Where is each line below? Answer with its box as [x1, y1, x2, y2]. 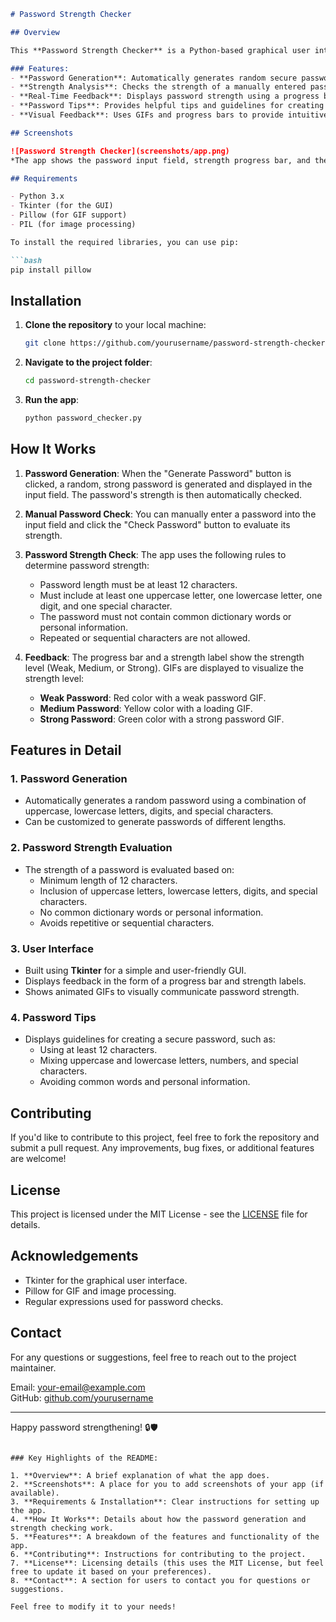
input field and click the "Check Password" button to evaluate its [24, 518, 291, 530]
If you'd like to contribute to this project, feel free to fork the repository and [10, 1131, 320, 1144]
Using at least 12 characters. [39, 1044, 158, 1056]
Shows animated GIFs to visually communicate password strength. [24, 986, 300, 998]
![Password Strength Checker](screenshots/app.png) [10, 146, 230, 156]
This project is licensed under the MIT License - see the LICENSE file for [10, 1208, 308, 1220]
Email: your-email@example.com [10, 1381, 146, 1393]
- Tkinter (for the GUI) [10, 201, 114, 211]
